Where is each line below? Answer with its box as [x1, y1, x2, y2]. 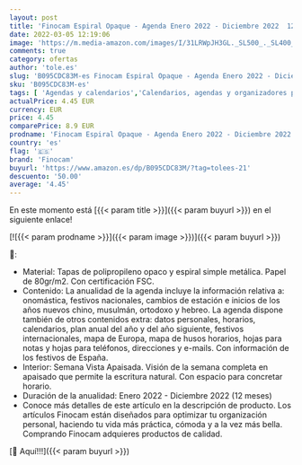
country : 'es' [9, 138, 63, 147]
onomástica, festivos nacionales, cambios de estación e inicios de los [22, 295, 280, 306]
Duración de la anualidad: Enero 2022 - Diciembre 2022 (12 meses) [22, 390, 272, 401]
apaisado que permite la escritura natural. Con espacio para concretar [22, 372, 283, 382]
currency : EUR [9, 105, 63, 114]
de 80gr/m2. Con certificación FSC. [22, 276, 155, 287]
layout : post [9, 13, 58, 22]
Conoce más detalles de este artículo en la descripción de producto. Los [22, 400, 292, 411]
